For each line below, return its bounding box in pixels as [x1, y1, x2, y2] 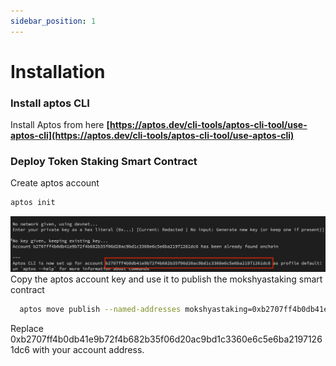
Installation [10, 60, 106, 83]
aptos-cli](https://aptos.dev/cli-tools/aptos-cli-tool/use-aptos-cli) [10, 130, 295, 142]
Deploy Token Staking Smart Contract [10, 155, 198, 169]
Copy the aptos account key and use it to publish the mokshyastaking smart [10, 273, 323, 285]
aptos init [10, 198, 56, 208]
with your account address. [31, 344, 145, 356]
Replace [10, 323, 44, 335]
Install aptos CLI [10, 96, 90, 110]
